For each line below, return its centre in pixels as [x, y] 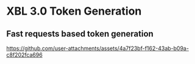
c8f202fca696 [24, 55]
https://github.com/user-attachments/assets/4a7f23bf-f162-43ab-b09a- [97, 48]
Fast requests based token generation [80, 34]
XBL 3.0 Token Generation [74, 11]
